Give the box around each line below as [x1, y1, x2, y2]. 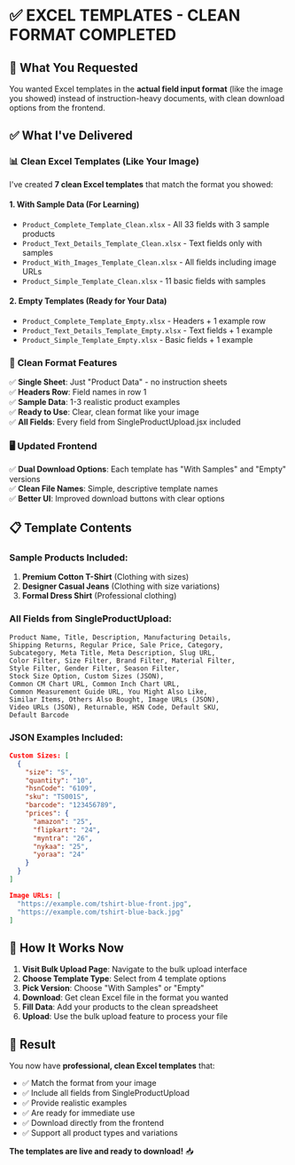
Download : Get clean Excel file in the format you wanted [21, 992, 229, 1003]
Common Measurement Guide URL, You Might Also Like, [9, 687, 208, 696]
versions [9, 473, 41, 484]
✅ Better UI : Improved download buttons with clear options [9, 493, 225, 503]
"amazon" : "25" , [32, 817, 93, 826]
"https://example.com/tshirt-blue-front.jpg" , [17, 899, 192, 908]
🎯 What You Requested [9, 59, 139, 75]
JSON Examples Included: [9, 731, 124, 743]
